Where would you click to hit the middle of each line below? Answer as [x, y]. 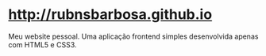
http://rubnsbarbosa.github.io [110, 15]
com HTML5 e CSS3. [42, 44]
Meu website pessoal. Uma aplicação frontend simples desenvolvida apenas [133, 36]
